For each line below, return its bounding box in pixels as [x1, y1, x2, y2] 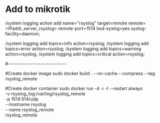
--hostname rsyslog [5, 101, 47, 107]
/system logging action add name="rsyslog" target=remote [5, 20, 127, 26]
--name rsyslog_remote [5, 106, 54, 112]
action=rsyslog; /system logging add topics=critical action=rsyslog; [5, 51, 145, 57]
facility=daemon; [5, 30, 40, 36]
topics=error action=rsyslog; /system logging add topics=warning [5, 45, 141, 51]
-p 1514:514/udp [5, 96, 39, 102]
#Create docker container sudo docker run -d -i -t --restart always [5, 85, 143, 91]
